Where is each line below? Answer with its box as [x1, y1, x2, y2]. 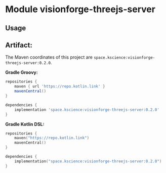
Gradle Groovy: [5, 69, 38, 75]
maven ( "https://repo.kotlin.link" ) [14, 136, 90, 141]
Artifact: [5, 40, 33, 49]
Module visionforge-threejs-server [5, 4, 156, 15]
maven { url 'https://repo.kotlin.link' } [14, 84, 105, 89]
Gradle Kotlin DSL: [5, 121, 45, 127]
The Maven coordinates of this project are [5, 54, 93, 60]
